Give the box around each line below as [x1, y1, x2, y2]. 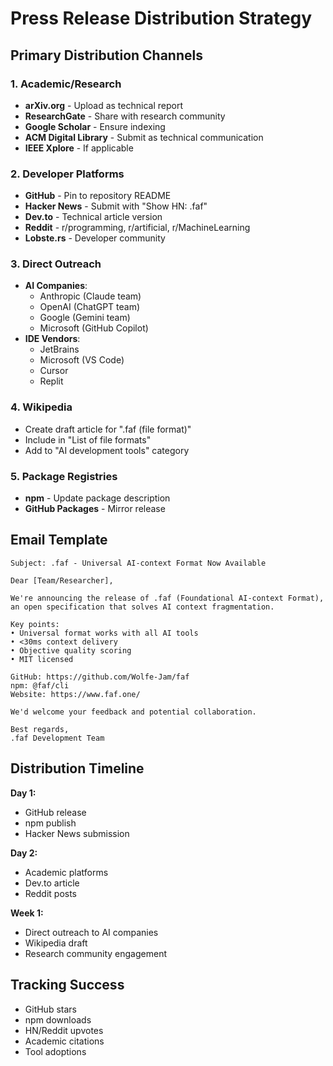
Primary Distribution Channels [10, 47, 203, 64]
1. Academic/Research [10, 77, 122, 91]
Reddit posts [24, 887, 78, 899]
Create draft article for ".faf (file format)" [24, 423, 192, 435]
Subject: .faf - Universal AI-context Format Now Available [10, 558, 267, 568]
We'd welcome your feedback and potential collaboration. [10, 707, 257, 717]
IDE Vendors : [24, 333, 81, 345]
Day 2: [10, 847, 38, 859]
